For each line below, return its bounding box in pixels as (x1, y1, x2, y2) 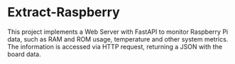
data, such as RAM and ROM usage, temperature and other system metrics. (7, 34, 229, 43)
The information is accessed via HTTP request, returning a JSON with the (7, 42, 222, 51)
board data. (7, 50, 41, 58)
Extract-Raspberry (7, 4, 121, 20)
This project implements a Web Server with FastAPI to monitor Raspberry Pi (7, 27, 229, 36)
